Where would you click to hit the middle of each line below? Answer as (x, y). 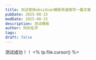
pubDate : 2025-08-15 (27, 14)
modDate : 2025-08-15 (27, 19)
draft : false (19, 38)
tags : (11, 33)
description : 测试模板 (27, 24)
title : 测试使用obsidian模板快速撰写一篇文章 (48, 10)
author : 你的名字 (22, 28)
